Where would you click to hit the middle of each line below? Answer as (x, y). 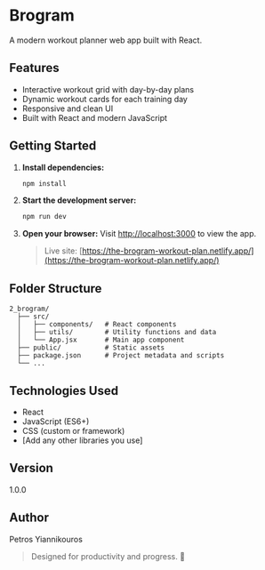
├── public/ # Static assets (91, 348)
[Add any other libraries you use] (82, 440)
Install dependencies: (63, 167)
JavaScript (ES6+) (56, 421)
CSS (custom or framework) (73, 430)
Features (34, 68)
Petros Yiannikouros (46, 539)
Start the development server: (79, 200)
